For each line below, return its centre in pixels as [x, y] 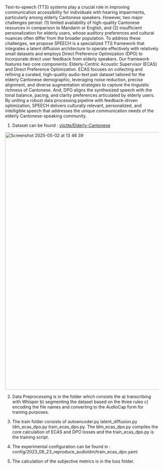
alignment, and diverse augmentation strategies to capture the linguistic [77, 85]
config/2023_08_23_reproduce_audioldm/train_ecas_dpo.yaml [75, 452]
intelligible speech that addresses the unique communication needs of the [79, 111]
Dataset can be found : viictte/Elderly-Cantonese [61, 125]
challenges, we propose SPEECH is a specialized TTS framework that [75, 43]
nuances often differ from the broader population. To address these [73, 38]
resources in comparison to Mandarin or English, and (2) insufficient [73, 28]
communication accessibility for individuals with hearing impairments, [75, 12]
